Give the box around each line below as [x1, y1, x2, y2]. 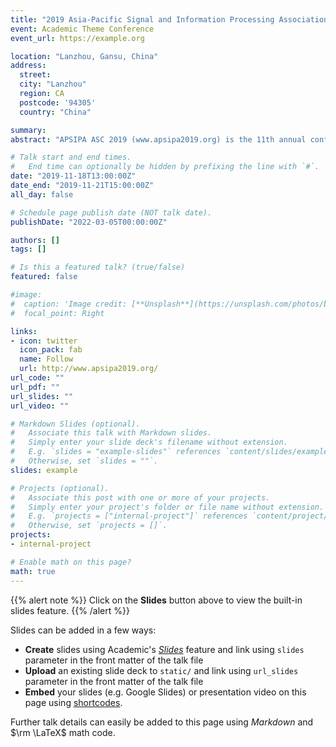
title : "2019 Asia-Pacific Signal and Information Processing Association [10, 14, 329, 25]
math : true [10, 566, 56, 576]
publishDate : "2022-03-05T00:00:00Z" [10, 217, 168, 227]
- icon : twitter [10, 336, 78, 346]
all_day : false [10, 189, 74, 200]
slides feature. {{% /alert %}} [10, 604, 130, 616]
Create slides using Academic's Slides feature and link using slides [24, 643, 305, 655]
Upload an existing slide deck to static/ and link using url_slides [24, 664, 299, 676]
